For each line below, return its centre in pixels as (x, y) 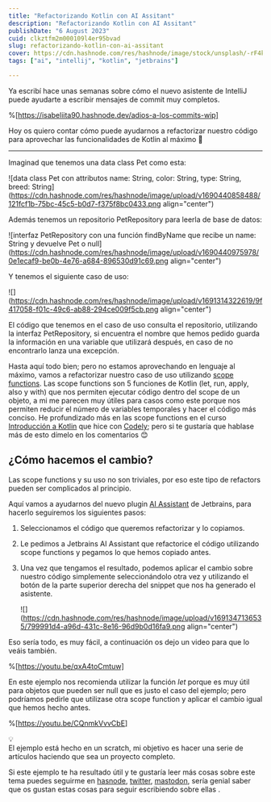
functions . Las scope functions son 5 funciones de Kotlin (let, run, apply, (129, 383)
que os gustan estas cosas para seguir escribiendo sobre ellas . (114, 789)
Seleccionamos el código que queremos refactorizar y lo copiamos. (132, 528)
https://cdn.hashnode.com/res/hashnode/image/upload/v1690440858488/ (135, 195)
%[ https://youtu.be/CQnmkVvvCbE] (68, 723)
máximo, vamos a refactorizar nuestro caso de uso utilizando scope (121, 374)
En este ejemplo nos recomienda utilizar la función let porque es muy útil (129, 682)
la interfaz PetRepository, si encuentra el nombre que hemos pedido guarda (134, 333)
